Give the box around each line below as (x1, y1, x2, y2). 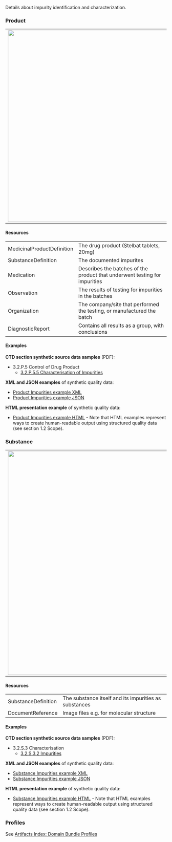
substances (62, 701, 91, 708)
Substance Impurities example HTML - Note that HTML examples (12, 795, 150, 802)
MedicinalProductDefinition (8, 245, 74, 252)
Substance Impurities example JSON (12, 775, 91, 782)
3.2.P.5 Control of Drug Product (12, 363, 80, 370)
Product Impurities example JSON (12, 394, 84, 401)
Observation (8, 289, 38, 296)
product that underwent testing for (78, 271, 161, 278)
